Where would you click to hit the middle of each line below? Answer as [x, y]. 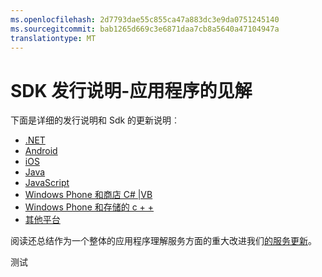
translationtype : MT [53, 38]
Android [41, 151]
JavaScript [47, 183]
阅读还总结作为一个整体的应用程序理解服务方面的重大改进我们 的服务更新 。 [163, 241]
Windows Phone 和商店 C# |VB [88, 195]
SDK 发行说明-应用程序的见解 [131, 90]
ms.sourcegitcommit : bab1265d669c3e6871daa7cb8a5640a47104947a [145, 29]
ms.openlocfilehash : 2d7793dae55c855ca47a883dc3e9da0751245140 [145, 19]
